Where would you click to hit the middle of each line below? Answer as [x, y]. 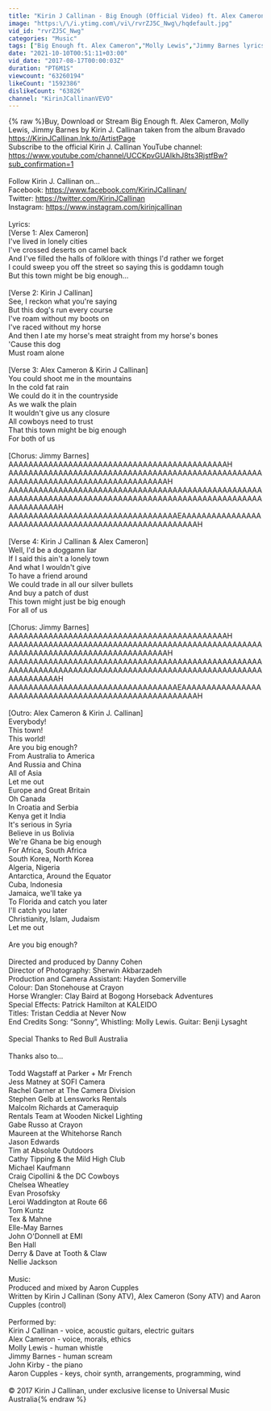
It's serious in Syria [40, 825]
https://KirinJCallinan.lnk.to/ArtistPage [72, 139]
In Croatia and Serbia [44, 807]
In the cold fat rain [39, 387]
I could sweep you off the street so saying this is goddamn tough [116, 267]
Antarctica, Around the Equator [60, 876]
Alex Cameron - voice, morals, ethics [70, 1339]
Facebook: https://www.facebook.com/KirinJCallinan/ [98, 190]
